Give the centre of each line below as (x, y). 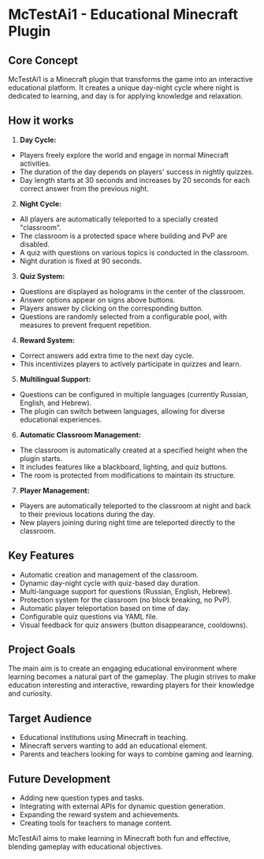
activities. (35, 163)
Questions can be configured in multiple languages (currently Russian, (134, 394)
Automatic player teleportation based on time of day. (105, 608)
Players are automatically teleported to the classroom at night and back (135, 505)
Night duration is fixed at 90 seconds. (81, 261)
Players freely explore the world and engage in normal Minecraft (124, 154)
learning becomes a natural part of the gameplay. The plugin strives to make (132, 677)
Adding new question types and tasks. (82, 798)
